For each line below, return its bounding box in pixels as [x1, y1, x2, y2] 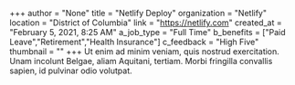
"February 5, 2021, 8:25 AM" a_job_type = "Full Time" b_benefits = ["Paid [9, 27, 286, 37]
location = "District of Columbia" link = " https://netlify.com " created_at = [9, 17, 282, 28]
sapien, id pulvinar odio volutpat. [9, 65, 132, 76]
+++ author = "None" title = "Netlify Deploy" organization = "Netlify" [9, 8, 268, 18]
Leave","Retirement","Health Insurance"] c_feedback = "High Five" [9, 36, 259, 47]
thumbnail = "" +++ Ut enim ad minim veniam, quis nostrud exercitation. [9, 46, 280, 57]
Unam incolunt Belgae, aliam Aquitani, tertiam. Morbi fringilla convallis [9, 56, 273, 66]
